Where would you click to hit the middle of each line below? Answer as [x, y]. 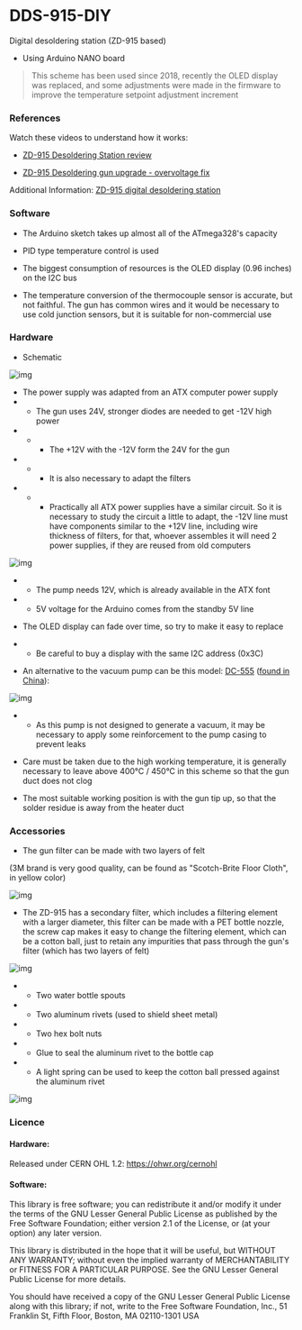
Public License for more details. [68, 1280]
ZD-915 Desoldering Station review [87, 155]
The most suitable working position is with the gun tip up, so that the [149, 797]
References [35, 118]
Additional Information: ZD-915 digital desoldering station [115, 190]
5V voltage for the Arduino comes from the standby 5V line [145, 608]
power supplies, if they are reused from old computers [150, 545]
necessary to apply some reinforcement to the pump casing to [151, 734]
